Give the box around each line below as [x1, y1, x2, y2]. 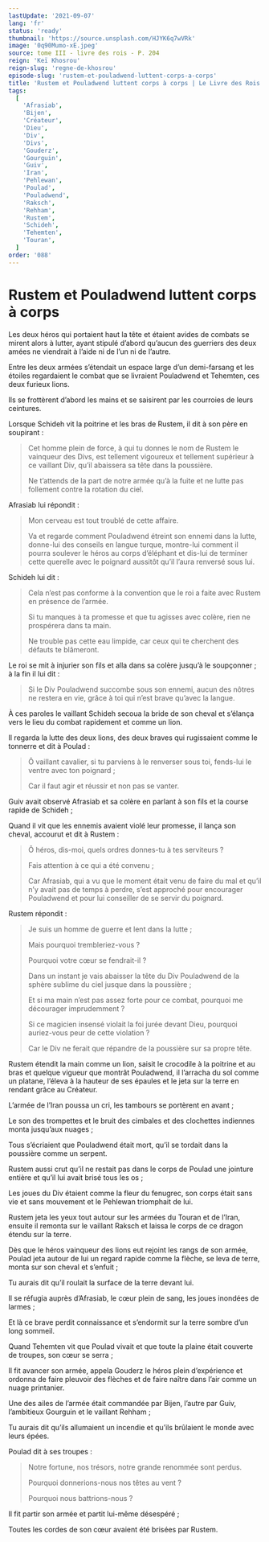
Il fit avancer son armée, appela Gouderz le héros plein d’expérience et [8, 1365, 243, 1375]
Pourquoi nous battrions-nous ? [27, 1493, 133, 1503]
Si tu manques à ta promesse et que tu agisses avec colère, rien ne [27, 612, 251, 622]
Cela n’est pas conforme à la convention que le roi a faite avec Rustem [27, 588, 261, 598]
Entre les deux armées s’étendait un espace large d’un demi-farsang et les [8, 362, 255, 372]
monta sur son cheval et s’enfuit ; [8, 1262, 119, 1272]
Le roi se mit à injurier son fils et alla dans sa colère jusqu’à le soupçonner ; [8, 660, 257, 670]
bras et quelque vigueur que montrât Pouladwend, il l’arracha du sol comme [8, 1067, 259, 1077]
